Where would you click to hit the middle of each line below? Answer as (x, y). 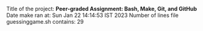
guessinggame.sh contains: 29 (45, 22)
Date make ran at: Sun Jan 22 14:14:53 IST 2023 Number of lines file (93, 15)
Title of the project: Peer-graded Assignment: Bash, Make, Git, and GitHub (102, 9)
